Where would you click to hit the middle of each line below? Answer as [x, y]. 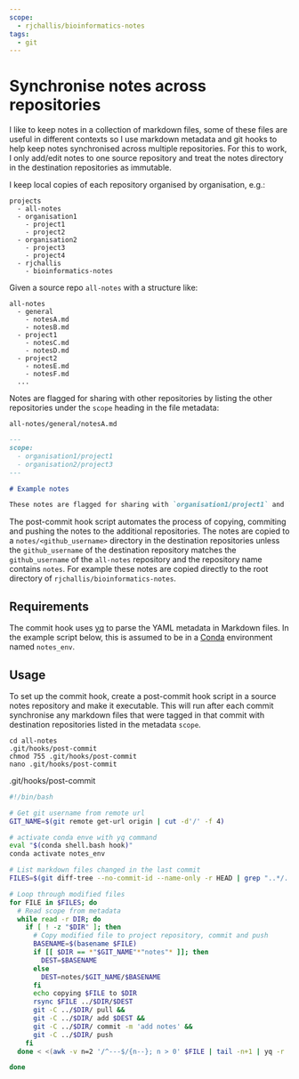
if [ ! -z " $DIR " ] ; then [73, 927]
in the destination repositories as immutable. [90, 168]
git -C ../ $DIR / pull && [79, 1011]
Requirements [49, 606]
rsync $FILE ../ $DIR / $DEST [83, 1002]
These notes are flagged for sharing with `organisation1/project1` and [147, 505]
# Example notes [39, 489]
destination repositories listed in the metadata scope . [105, 724]
